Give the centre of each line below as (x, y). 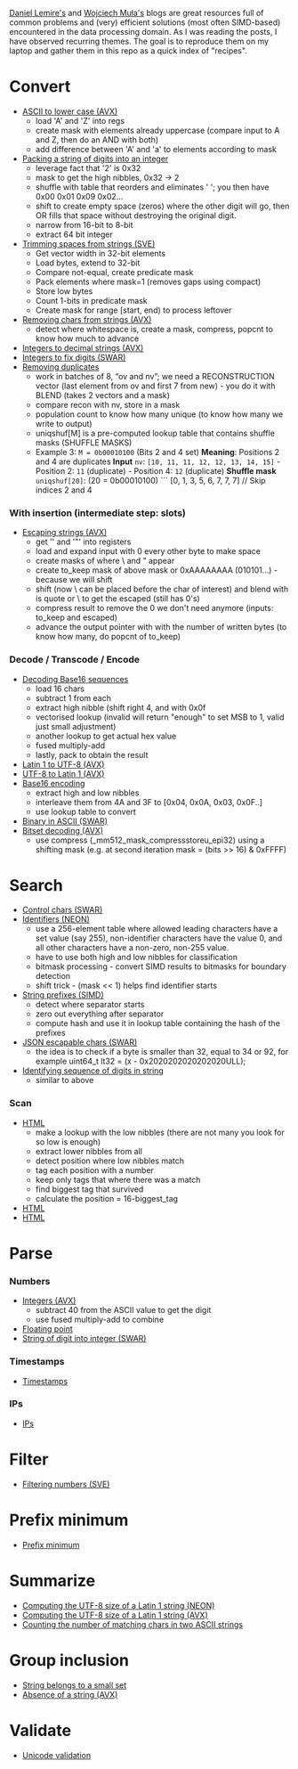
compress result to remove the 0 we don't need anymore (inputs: (154, 608)
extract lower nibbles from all (89, 1151)
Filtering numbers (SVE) (66, 1484)
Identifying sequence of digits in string (93, 1071)
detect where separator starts (90, 1005)
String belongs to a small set (74, 1685)
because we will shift (74, 580)
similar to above (64, 1080)
